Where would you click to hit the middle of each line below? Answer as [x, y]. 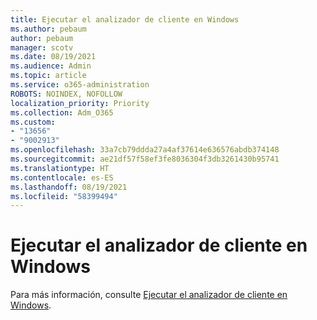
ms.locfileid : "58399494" [64, 196]
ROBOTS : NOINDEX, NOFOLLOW [66, 94]
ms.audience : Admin [51, 66]
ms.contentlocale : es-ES [62, 177]
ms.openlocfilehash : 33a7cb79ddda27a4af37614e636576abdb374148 [145, 150]
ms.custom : [33, 122]
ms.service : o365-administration [80, 85]
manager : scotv [42, 47]
